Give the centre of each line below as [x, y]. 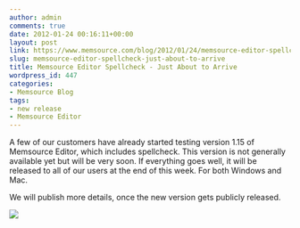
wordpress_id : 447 [43, 76]
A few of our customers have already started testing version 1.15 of [132, 142]
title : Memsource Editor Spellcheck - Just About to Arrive [124, 68]
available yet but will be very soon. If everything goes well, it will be [133, 161]
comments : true [37, 26]
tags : [19, 100]
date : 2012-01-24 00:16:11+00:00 [71, 34]
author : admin [36, 17]
